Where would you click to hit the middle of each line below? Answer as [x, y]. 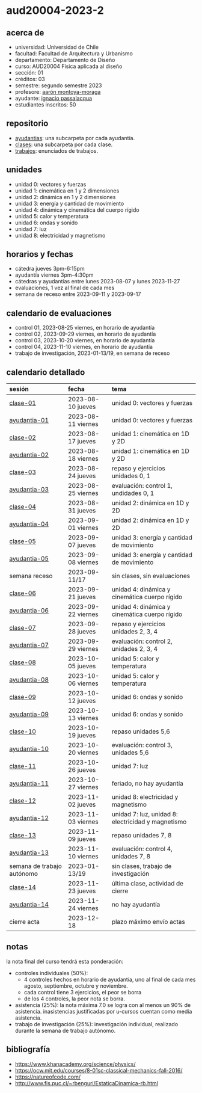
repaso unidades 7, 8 [142, 836]
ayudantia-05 [29, 559]
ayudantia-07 [29, 645]
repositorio [27, 124]
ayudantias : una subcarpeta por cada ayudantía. [75, 138]
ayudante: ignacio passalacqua [53, 98]
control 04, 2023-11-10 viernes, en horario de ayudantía [84, 347]
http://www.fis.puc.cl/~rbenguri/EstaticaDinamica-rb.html [86, 1083]
